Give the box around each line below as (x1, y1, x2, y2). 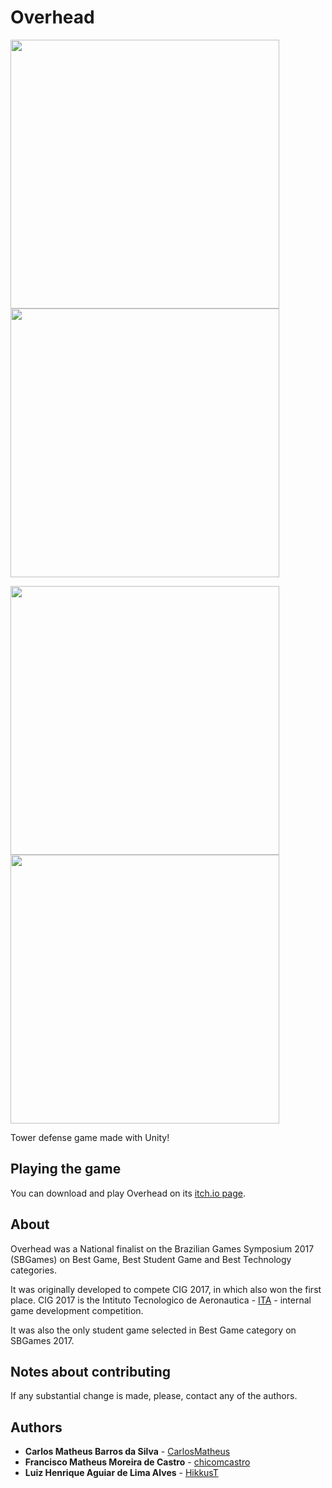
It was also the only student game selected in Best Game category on (10, 1324, 297, 1336)
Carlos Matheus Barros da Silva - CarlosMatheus (24, 1446, 231, 1458)
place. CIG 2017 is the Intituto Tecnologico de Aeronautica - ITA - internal (10, 1294, 312, 1306)
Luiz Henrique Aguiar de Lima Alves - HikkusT (24, 1467, 219, 1479)
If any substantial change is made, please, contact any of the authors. (10, 1390, 298, 1402)
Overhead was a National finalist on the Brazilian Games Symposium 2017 (10, 1242, 315, 1255)
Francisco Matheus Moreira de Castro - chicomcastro (24, 1456, 251, 1468)
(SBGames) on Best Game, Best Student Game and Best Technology (10, 1253, 292, 1265)
